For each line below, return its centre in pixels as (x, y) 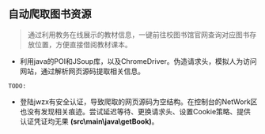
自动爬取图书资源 (50, 14)
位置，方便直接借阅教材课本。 (83, 44)
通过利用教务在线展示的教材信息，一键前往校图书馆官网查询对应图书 (138, 35)
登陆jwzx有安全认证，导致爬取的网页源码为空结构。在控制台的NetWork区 (138, 102)
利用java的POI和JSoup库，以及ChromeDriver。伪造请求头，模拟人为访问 (138, 61)
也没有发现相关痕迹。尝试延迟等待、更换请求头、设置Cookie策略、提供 (135, 111)
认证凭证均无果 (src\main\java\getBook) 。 (89, 121)
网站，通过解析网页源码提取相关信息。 (82, 71)
